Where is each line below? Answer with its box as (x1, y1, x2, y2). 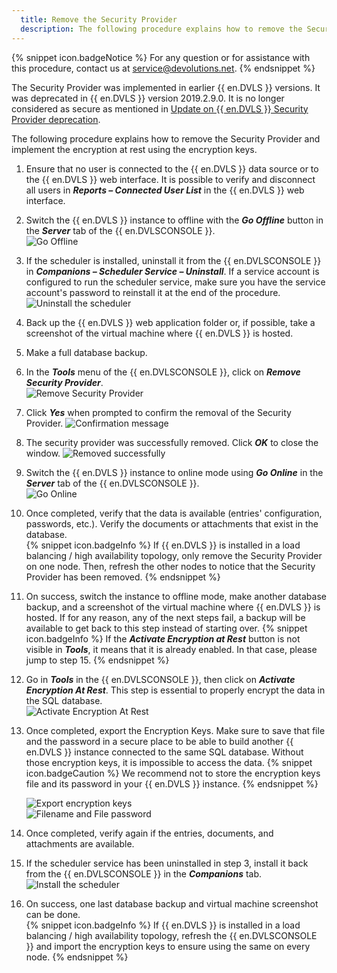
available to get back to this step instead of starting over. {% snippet (25, 622, 308, 634)
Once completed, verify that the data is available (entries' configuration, (25, 507, 323, 519)
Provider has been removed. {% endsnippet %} (25, 571, 221, 583)
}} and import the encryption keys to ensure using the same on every (25, 940, 311, 952)
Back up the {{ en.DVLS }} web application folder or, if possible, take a (25, 316, 316, 328)
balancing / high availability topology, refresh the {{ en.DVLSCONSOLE (25, 929, 318, 941)
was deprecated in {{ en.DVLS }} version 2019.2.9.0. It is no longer (11, 92, 285, 104)
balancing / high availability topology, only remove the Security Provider (25, 549, 323, 561)
